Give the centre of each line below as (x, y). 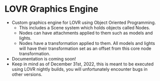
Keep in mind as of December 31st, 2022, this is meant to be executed (83, 64)
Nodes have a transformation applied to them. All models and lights (87, 43)
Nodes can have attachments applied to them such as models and (86, 33)
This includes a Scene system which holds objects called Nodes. (84, 27)
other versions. (27, 74)
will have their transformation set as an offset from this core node (85, 48)
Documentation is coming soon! (44, 59)
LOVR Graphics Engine (52, 9)
